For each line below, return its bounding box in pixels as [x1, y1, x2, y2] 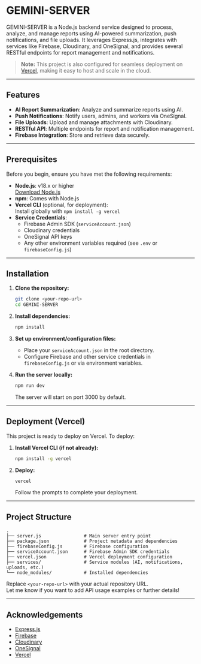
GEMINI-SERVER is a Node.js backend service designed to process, [6, 23, 173, 31]
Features [6, 90, 40, 100]
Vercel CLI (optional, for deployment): [14, 201, 109, 208]
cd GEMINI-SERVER [14, 302, 59, 308]
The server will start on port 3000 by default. [14, 393, 126, 401]
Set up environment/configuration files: [14, 335, 116, 342]
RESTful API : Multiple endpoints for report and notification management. [14, 125, 194, 132]
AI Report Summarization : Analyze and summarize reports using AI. [14, 106, 184, 113]
